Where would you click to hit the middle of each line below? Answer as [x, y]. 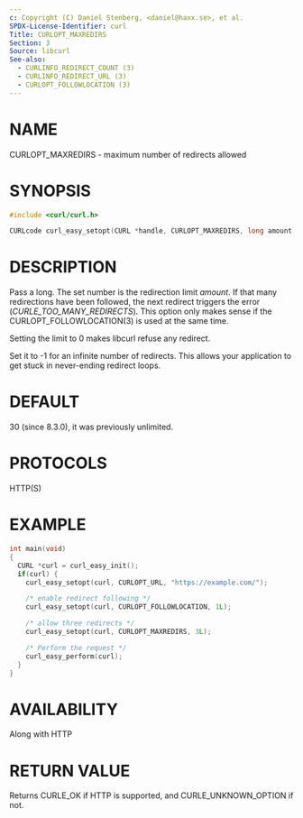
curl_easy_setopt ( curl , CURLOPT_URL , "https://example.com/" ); [147, 583]
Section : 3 [30, 43]
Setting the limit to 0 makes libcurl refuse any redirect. [110, 338]
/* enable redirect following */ [88, 599]
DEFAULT [44, 402]
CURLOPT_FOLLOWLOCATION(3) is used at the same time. [119, 321]
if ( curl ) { [38, 574]
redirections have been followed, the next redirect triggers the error [135, 302]
